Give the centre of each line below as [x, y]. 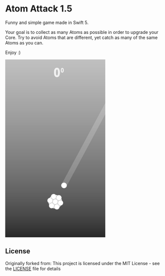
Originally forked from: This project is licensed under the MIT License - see [82, 263]
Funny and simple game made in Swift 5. [47, 22]
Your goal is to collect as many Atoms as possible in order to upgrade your [82, 32]
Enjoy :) [13, 52]
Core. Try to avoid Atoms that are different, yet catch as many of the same [81, 37]
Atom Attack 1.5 [39, 9]
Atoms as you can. [24, 42]
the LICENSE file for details [33, 269]
